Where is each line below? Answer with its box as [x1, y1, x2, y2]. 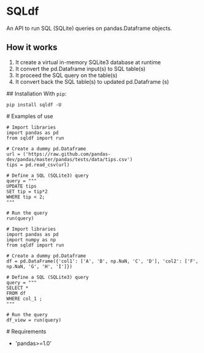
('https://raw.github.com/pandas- [22, 151, 111, 157]
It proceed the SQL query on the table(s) [15, 72, 118, 79]
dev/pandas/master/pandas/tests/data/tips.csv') [6, 156, 133, 163]
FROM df [6, 290, 26, 296]
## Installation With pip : [6, 90, 67, 97]
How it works [6, 42, 58, 53]
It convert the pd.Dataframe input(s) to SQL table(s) [15, 65, 146, 72]
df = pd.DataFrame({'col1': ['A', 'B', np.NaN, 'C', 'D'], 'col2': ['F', [6, 258, 199, 264]
